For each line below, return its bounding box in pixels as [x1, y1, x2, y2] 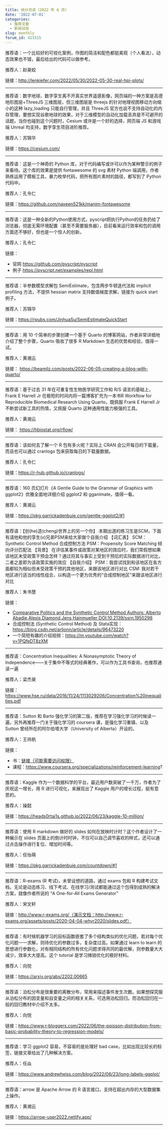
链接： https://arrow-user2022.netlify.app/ [5, 1114, 91, 1120]
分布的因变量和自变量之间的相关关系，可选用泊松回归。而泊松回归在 [18, 995, 158, 1001]
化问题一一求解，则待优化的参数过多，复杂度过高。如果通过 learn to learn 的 [5, 939, 162, 945]
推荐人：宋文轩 [5, 901, 36, 907]
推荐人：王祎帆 [5, 736, 36, 742]
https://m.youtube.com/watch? [64, 632, 129, 638]
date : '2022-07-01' [5, 12, 46, 17]
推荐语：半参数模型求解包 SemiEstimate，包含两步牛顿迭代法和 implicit [5, 282, 151, 289]
